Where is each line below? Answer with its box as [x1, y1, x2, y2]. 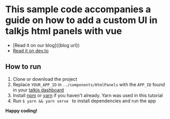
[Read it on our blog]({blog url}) [12, 42, 80, 48]
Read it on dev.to [12, 47, 49, 54]
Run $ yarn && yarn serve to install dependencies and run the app [12, 98, 156, 104]
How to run [5, 62, 42, 71]
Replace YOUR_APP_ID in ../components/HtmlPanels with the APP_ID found [12, 81, 165, 87]
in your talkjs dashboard [12, 87, 64, 93]
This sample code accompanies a [5, 4, 152, 15]
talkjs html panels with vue [5, 26, 122, 37]
